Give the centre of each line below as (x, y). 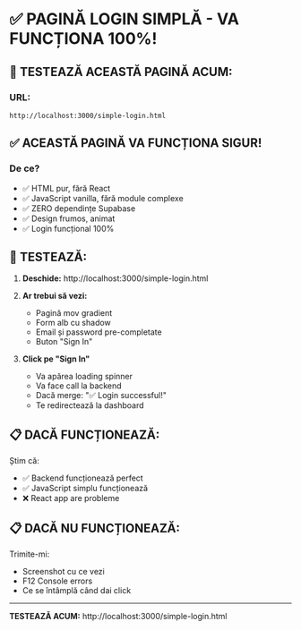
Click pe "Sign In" (56, 359)
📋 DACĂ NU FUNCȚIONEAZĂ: (95, 528)
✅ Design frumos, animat (69, 218)
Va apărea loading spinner (84, 377)
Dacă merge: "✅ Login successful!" (101, 396)
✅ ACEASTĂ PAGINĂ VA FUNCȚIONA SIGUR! (136, 143)
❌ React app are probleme (71, 498)
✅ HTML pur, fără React (66, 188)
